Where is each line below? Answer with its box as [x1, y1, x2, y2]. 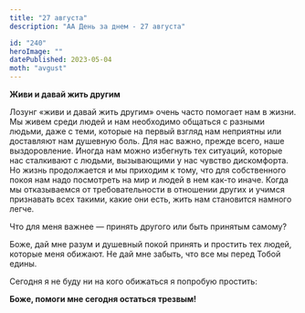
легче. [9, 203, 35, 214]
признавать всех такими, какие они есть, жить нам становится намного [9, 193, 292, 204]
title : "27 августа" [9, 13, 89, 23]
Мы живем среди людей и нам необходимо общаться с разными [9, 116, 265, 127]
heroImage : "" [9, 47, 64, 56]
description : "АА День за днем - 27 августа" [9, 22, 185, 31]
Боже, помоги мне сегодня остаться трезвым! [9, 294, 197, 304]
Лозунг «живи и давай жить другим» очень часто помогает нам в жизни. [9, 107, 297, 117]
